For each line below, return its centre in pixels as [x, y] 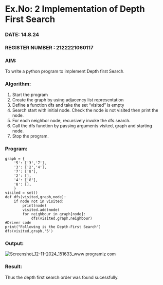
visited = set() [21, 193]
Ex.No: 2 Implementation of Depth [75, 9]
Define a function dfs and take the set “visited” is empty [68, 105]
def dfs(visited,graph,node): [36, 197]
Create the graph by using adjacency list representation [68, 100]
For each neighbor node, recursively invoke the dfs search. [71, 120]
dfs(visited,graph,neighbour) [62, 218]
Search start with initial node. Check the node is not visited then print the [85, 110]
